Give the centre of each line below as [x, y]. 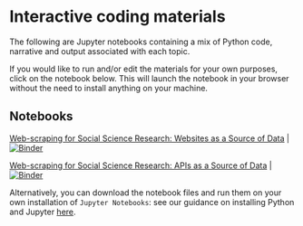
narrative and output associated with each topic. [100, 51]
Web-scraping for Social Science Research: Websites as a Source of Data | [150, 138]
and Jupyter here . [43, 212]
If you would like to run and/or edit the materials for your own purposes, [144, 69]
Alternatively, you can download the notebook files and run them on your [146, 193]
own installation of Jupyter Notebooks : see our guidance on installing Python [152, 202]
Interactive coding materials [117, 17]
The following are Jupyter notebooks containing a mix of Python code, [141, 42]
